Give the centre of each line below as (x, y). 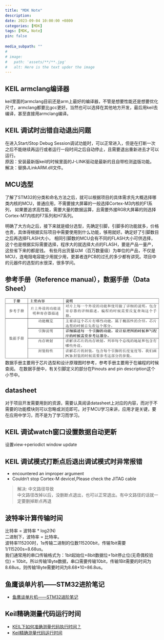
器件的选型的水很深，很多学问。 (46, 263)
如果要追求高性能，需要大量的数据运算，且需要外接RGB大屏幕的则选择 (85, 209)
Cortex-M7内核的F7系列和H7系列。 (41, 216)
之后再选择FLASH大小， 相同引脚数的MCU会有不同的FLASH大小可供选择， (80, 238)
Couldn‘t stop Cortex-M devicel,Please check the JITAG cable (74, 479)
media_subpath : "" (24, 46)
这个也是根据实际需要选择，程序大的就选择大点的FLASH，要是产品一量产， (81, 244)
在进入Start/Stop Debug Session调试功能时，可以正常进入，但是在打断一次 (80, 143)
